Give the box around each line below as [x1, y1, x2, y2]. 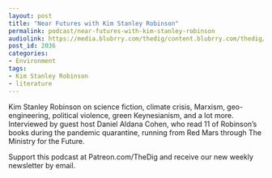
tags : [8, 65, 27, 73]
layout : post [8, 11, 53, 20]
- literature [8, 79, 53, 87]
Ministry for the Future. [8, 136, 85, 146]
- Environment [8, 57, 57, 66]
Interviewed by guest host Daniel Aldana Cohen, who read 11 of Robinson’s [8, 119, 257, 129]
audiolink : [8, 34, 45, 43]
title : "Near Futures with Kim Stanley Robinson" [8, 19, 180, 28]
